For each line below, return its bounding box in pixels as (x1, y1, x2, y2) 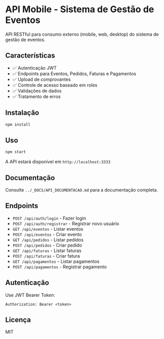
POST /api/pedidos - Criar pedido (12, 242, 82, 248)
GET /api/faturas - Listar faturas (12, 248, 82, 254)
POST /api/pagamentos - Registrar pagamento (12, 263, 107, 270)
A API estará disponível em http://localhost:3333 (5, 159, 111, 165)
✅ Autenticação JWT (12, 65, 57, 71)
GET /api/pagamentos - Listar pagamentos (12, 258, 100, 264)
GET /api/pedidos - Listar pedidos (12, 236, 84, 242)
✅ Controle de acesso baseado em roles (12, 82, 97, 88)
